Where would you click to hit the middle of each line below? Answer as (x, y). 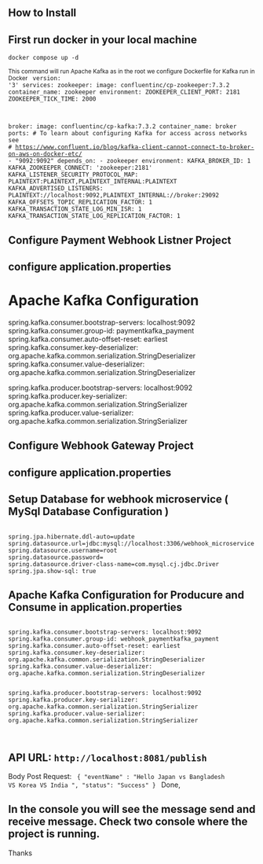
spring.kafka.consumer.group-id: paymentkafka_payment (101, 330)
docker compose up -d (44, 58)
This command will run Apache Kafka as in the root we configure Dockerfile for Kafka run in (131, 72)
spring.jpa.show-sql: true (52, 571)
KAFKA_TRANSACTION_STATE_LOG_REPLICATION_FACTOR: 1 (94, 216)
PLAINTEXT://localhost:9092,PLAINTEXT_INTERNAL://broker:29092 (114, 196)
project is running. (54, 834)
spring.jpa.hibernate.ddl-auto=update (71, 537)
